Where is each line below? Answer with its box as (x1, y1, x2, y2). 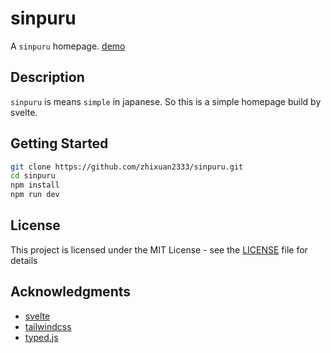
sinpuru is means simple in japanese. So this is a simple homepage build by (10, 95, 322, 107)
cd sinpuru (10, 171, 56, 181)
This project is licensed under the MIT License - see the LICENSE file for (10, 243, 308, 256)
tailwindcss (24, 320, 72, 332)
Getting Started (10, 135, 109, 152)
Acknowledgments (10, 283, 132, 301)
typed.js (24, 331, 59, 343)
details (10, 254, 38, 266)
